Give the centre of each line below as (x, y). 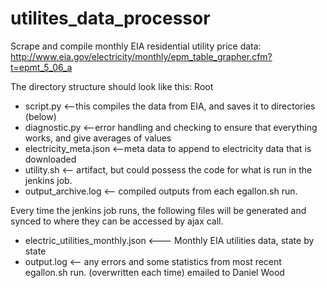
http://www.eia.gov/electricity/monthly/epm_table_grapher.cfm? (141, 56)
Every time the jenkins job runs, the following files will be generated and (158, 210)
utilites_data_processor (110, 18)
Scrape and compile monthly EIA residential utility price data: (136, 46)
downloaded (50, 159)
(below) (40, 116)
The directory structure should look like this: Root (112, 86)
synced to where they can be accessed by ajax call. (117, 221)
